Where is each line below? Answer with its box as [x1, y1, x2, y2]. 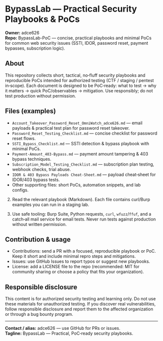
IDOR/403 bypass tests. [12, 176, 60, 183]
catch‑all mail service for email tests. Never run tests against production [12, 216, 156, 222]
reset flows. [12, 135, 36, 141]
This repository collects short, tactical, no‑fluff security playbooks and [5, 72, 146, 78]
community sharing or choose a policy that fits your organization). [12, 269, 144, 275]
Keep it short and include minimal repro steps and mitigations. [12, 254, 136, 259]
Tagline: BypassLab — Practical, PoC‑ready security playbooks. [5, 330, 133, 336]
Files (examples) [5, 107, 56, 115]
